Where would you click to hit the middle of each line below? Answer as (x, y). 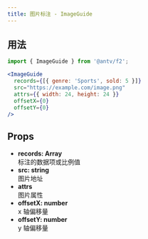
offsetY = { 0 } (32, 108)
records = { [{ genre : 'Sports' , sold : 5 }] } (78, 81)
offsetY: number (42, 220)
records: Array (40, 153)
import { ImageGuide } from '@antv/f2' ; (68, 61)
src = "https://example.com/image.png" (70, 88)
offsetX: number (43, 203)
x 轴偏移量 (33, 212)
